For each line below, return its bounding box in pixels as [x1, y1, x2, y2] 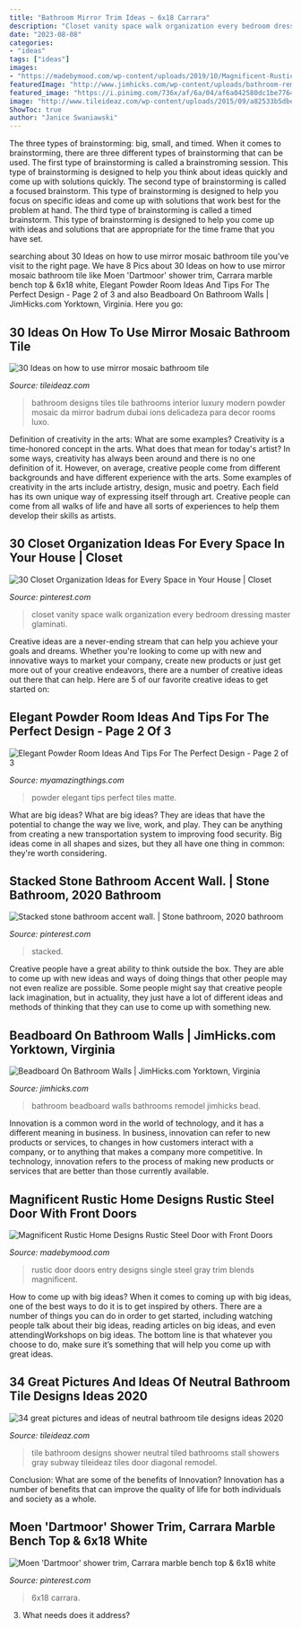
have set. [9, 234, 43, 244]
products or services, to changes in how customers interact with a [9, 1137, 254, 1148]
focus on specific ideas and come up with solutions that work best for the [9, 195, 281, 207]
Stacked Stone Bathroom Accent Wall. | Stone [9, 873, 271, 889]
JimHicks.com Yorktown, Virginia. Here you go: [9, 298, 184, 310]
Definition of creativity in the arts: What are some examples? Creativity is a [9, 433, 285, 445]
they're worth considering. [9, 847, 107, 858]
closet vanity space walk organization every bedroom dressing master [30, 608, 291, 620]
